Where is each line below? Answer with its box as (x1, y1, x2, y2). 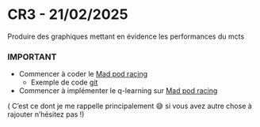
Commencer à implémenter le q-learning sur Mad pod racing (18, 86, 218, 95)
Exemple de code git (30, 77, 98, 88)
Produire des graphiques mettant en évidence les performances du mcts (7, 32, 245, 41)
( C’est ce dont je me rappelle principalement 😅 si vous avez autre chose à (7, 101, 253, 111)
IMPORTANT (7, 51, 57, 62)
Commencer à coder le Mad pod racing (18, 69, 148, 79)
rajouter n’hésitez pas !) (7, 110, 85, 119)
